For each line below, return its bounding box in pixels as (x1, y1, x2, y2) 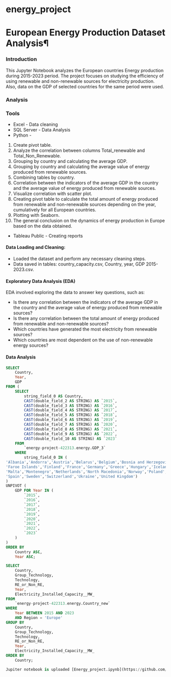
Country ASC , (15, 550, 43, 555)
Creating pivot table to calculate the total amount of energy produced (13, 196, 158, 202)
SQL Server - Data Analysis (13, 126, 71, 133)
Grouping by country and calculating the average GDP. (13, 158, 128, 164)
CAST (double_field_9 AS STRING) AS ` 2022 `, (24, 431, 117, 436)
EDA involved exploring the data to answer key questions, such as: (6, 289, 145, 296)
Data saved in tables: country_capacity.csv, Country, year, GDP (13, 261, 145, 267)
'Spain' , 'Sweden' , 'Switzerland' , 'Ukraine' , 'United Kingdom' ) (6, 474, 138, 479)
